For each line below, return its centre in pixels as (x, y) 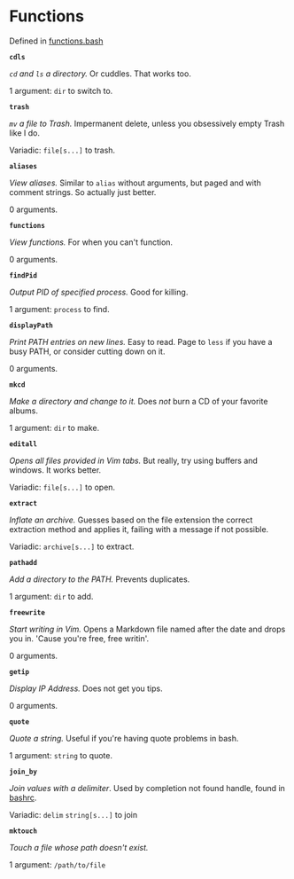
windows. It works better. (55, 470)
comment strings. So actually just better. (83, 192)
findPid (23, 275)
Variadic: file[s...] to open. (62, 487)
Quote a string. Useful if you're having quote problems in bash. (124, 738)
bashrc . (23, 797)
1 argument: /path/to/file (58, 864)
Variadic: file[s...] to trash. (62, 150)
